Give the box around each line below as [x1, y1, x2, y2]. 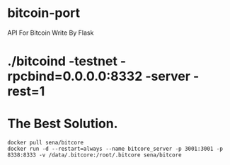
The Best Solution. [7, 115, 118, 132]
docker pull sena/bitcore [7, 140, 84, 147]
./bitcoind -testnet [7, 53, 118, 69]
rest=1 [7, 84, 45, 100]
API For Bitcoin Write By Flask [7, 28, 94, 37]
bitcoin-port [7, 5, 81, 21]
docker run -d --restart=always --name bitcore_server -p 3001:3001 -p [7, 145, 223, 153]
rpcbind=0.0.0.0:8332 [7, 69, 143, 84]
